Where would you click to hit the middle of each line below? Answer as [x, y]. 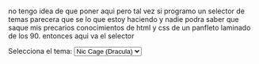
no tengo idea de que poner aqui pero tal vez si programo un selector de [127, 11]
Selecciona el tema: [40, 51]
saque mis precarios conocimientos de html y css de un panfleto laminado [129, 28]
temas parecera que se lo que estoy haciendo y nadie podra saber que [124, 19]
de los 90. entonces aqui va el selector [71, 36]
